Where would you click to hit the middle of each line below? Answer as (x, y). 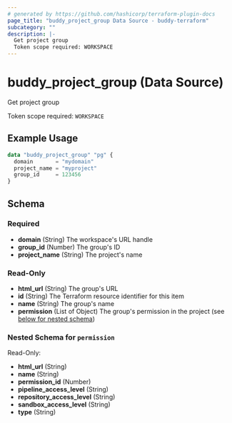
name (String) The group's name (66, 304)
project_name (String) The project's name (80, 255)
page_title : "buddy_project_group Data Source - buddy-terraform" (108, 21)
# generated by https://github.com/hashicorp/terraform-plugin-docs (111, 14)
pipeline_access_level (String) (63, 389)
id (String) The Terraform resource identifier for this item (101, 296)
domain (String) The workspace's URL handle (85, 239)
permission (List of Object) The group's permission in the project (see (121, 312)
